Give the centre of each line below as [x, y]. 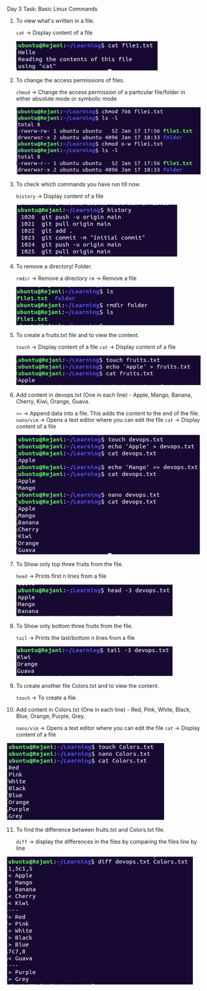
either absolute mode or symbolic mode [66, 99]
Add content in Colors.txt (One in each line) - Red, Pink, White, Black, [103, 710]
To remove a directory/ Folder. [54, 266]
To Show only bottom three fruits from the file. [74, 626]
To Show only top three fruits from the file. [69, 564]
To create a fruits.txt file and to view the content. [77, 335]
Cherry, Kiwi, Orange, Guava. [53, 402]
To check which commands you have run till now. [78, 184]
